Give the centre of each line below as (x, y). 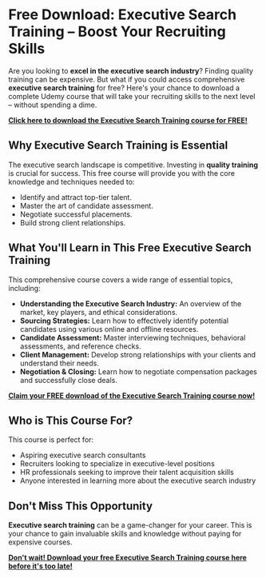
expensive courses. (40, 542)
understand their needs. (60, 363)
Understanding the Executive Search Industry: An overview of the (131, 303)
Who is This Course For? (71, 420)
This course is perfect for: (51, 440)
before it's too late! (41, 566)
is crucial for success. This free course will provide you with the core (122, 173)
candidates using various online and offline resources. (109, 329)
